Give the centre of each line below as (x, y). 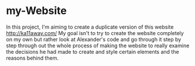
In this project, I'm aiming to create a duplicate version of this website (90, 27)
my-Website (37, 11)
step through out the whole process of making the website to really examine (98, 46)
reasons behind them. (32, 58)
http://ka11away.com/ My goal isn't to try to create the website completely (95, 33)
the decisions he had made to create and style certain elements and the (93, 51)
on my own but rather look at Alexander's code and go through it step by (94, 39)
